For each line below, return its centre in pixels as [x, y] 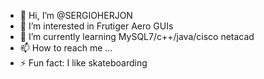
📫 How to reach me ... [66, 48]
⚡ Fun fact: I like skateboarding [83, 63]
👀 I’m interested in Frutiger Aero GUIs [96, 26]
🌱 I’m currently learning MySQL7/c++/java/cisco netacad [137, 36]
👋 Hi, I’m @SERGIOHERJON [76, 15]
